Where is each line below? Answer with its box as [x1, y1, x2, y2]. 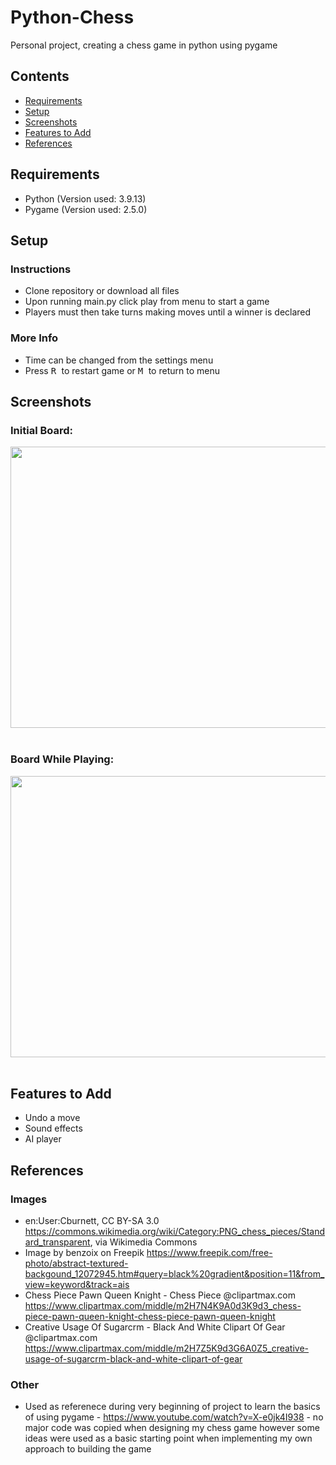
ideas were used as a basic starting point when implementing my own [24, 1432, 313, 1445]
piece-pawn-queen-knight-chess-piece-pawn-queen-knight [24, 1311, 276, 1323]
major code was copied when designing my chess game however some [24, 1422, 320, 1434]
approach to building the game [24, 1443, 152, 1455]
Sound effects [24, 1122, 83, 1135]
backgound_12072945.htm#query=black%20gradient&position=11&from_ [24, 1268, 325, 1280]
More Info [10, 331, 59, 345]
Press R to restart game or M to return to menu [24, 364, 220, 376]
